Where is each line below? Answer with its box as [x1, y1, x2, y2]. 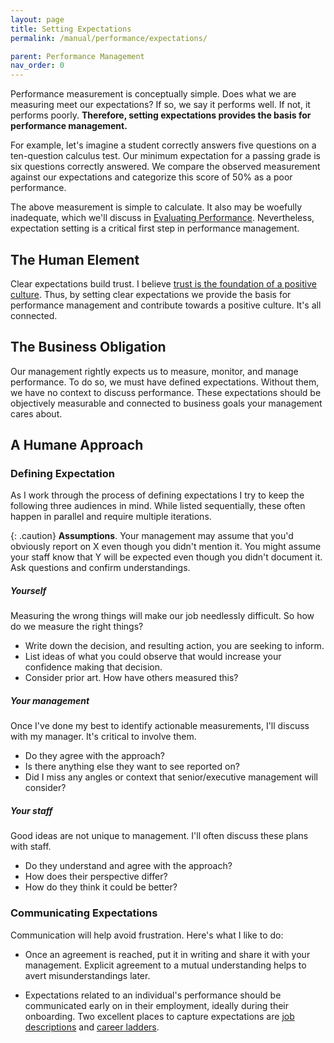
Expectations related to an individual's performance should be [24, 989, 282, 1001]
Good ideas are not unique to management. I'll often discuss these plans [10, 830, 309, 842]
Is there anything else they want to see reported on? [24, 761, 240, 773]
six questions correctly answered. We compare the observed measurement [10, 161, 321, 173]
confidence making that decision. [24, 661, 163, 673]
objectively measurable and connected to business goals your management [10, 397, 323, 409]
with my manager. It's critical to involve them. [10, 731, 197, 743]
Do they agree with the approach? [24, 750, 166, 762]
